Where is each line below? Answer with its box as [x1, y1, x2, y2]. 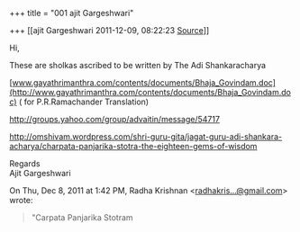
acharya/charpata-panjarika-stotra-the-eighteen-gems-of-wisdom [9, 141, 258, 151]
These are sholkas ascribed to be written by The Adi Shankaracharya [9, 60, 267, 70]
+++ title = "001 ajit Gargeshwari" [9, 8, 134, 18]
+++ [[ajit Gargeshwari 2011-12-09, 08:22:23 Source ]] [9, 25, 210, 35]
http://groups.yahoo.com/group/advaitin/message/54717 [9, 114, 221, 124]
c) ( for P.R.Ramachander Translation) [9, 96, 150, 107]
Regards [9, 158, 41, 169]
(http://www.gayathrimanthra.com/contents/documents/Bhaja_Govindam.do [9, 87, 291, 97]
